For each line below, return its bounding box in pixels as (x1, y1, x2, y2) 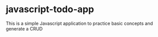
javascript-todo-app (6, 4, 94, 15)
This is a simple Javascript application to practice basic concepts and (6, 20, 153, 26)
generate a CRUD (6, 25, 43, 31)
